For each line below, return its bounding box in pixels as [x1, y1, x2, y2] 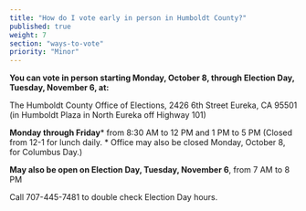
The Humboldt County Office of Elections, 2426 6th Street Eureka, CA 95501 [9, 100, 298, 111]
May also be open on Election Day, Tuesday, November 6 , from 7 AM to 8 [9, 164, 290, 175]
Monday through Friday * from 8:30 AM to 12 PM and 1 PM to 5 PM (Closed [9, 127, 293, 138]
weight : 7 [9, 30, 47, 39]
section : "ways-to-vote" [9, 38, 104, 48]
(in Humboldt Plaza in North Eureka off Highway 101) [9, 110, 207, 121]
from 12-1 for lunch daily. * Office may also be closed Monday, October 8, [9, 137, 286, 148]
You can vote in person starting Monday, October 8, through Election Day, [9, 72, 295, 83]
